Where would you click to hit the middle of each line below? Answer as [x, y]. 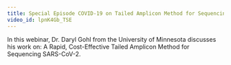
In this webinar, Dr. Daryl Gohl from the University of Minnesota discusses [112, 39]
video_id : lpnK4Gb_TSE [40, 20]
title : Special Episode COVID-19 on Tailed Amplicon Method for [101, 13]
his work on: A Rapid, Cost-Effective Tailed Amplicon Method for [98, 47]
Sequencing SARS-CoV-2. [44, 54]
